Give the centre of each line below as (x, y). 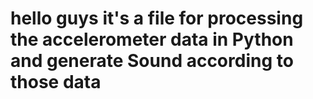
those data (56, 82)
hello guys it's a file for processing (157, 18)
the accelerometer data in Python (152, 39)
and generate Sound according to (152, 61)
